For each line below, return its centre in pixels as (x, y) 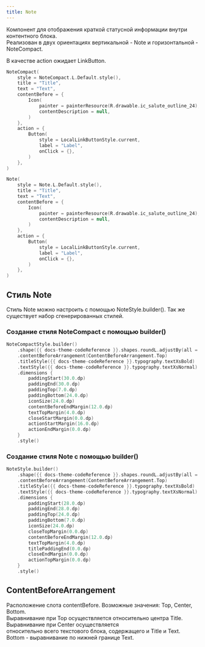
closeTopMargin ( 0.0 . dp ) (58, 532)
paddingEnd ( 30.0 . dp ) (54, 384)
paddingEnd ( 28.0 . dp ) (54, 509)
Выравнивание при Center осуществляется (63, 624)
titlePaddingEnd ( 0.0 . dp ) (60, 549)
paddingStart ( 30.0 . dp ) (57, 378)
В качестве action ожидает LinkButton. (56, 60)
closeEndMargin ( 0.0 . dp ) (58, 554)
